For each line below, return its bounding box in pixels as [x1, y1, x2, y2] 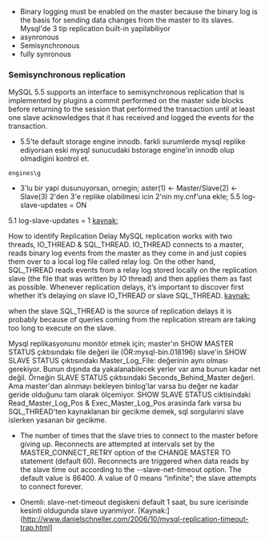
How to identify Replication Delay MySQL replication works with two [8, 231, 233, 241]
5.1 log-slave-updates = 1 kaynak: [8, 216, 118, 226]
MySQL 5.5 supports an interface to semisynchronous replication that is [8, 87, 245, 97]
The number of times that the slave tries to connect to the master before [19, 431, 259, 441]
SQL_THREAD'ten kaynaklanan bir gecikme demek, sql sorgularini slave [8, 407, 244, 417]
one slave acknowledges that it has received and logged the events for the [8, 113, 255, 122]
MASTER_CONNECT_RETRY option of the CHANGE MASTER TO [19, 448, 231, 458]
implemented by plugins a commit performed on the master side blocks [8, 96, 244, 106]
